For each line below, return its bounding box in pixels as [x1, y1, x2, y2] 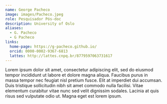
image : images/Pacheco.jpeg [5, 12, 64, 17]
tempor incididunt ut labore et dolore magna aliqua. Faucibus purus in [5, 72, 148, 78]
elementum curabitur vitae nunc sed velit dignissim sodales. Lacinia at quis [5, 88, 160, 94]
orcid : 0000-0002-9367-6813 [9, 49, 68, 53]
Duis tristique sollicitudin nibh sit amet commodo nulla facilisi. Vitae [5, 83, 144, 89]
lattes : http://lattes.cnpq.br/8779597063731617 [9, 53, 113, 58]
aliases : [5, 26, 23, 31]
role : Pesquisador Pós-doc [5, 16, 61, 21]
